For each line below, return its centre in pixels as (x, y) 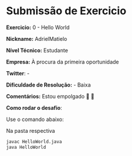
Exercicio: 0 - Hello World (38, 27)
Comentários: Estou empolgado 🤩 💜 (50, 96)
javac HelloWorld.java (34, 141)
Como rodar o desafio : (34, 107)
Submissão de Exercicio (66, 11)
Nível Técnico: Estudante (37, 50)
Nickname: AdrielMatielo (37, 39)
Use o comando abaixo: (35, 119)
